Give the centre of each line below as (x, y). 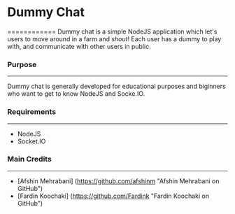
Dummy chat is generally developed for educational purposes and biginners (116, 86)
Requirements (32, 112)
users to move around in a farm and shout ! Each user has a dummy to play (114, 38)
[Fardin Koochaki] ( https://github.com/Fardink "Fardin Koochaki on (113, 196)
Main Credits (30, 159)
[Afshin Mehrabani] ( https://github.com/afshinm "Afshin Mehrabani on (118, 181)
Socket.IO (31, 141)
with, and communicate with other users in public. (79, 46)
